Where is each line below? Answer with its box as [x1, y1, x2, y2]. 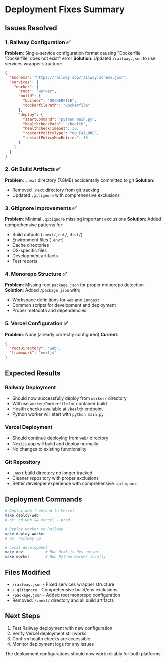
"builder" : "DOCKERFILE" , [23, 98, 77, 103]
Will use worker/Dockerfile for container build [12, 400, 107, 406]
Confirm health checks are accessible [12, 635, 91, 642]
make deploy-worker [5, 531, 46, 536]
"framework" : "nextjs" [9, 350, 57, 355]
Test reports [12, 258, 38, 264]
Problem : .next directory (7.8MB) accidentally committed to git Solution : [5, 177, 155, 183]
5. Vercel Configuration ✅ [5, 320, 68, 327]
